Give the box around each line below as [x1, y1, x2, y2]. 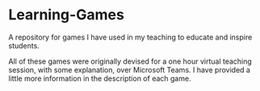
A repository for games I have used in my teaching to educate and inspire [8, 32, 253, 42]
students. [8, 40, 40, 50]
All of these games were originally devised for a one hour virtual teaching [8, 56, 252, 66]
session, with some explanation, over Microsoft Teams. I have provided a [8, 64, 250, 74]
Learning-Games [8, 6, 125, 24]
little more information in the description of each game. [8, 73, 191, 83]
